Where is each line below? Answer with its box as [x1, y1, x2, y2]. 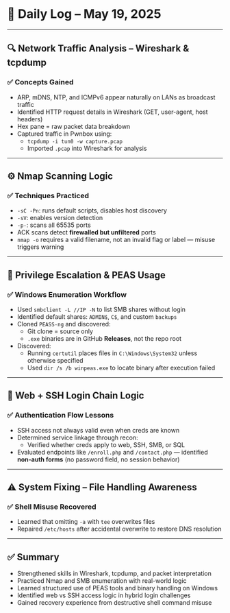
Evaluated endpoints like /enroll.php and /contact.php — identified [16, 448, 208, 456]
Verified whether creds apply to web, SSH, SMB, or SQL [27, 440, 186, 448]
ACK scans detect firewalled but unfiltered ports [16, 228, 156, 237]
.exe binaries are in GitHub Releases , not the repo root [27, 335, 182, 342]
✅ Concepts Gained [7, 77, 74, 87]
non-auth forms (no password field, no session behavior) [16, 455, 180, 464]
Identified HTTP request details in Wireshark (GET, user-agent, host [16, 108, 208, 116]
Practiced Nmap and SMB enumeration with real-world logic [16, 577, 187, 585]
